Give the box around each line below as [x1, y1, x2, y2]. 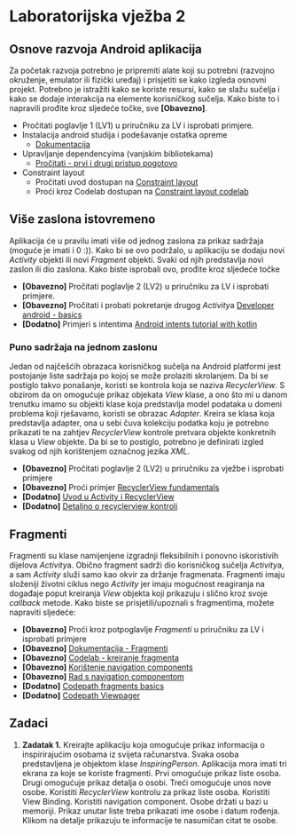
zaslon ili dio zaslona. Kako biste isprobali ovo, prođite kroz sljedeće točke [9, 264, 281, 274]
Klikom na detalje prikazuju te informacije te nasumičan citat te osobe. [21, 814, 278, 825]
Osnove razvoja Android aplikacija [9, 42, 202, 57]
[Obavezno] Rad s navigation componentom [21, 671, 184, 681]
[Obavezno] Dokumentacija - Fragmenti [21, 642, 168, 654]
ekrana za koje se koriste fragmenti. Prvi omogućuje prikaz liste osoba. [21, 767, 282, 778]
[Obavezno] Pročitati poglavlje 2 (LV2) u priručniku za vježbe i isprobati [21, 464, 284, 474]
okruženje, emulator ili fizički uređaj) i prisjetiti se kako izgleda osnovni [9, 75, 267, 85]
